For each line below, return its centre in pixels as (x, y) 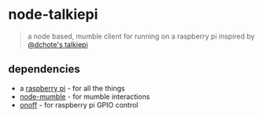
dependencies (44, 69)
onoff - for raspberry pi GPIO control (79, 104)
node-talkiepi (53, 15)
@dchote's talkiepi (57, 44)
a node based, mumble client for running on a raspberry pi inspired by (141, 36)
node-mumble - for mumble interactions (85, 97)
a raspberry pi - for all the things (72, 88)
